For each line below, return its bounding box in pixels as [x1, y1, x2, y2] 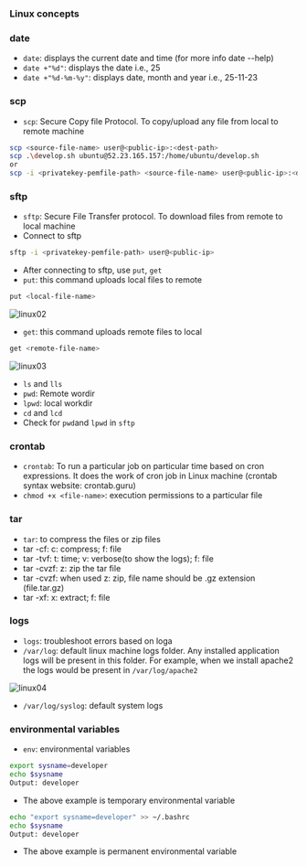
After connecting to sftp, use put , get [22, 264, 163, 276]
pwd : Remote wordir [22, 388, 96, 399]
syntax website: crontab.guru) [22, 480, 137, 491]
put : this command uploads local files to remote [22, 274, 203, 285]
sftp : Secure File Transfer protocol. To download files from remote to [22, 211, 283, 222]
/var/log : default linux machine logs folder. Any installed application [22, 645, 281, 656]
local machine [22, 220, 76, 231]
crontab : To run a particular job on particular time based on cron [22, 461, 265, 472]
